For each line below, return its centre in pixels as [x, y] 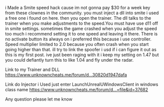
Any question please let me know [39, 99]
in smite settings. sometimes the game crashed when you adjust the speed [81, 29]
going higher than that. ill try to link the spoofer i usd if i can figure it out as [81, 50]
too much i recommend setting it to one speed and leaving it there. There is [81, 34]
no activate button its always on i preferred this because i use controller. [78, 39]
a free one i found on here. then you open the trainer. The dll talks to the [78, 18]
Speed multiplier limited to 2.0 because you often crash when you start [77, 44]
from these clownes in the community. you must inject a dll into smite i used [82, 13]
